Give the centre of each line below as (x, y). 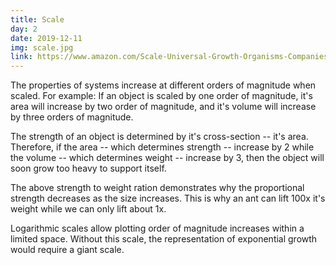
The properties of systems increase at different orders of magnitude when (163, 85)
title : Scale (37, 19)
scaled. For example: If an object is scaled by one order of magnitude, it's (161, 96)
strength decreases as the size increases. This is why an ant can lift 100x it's (168, 198)
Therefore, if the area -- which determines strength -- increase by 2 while (162, 147)
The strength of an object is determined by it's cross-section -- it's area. (159, 137)
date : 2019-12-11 (46, 38)
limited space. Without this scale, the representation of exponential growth (164, 239)
